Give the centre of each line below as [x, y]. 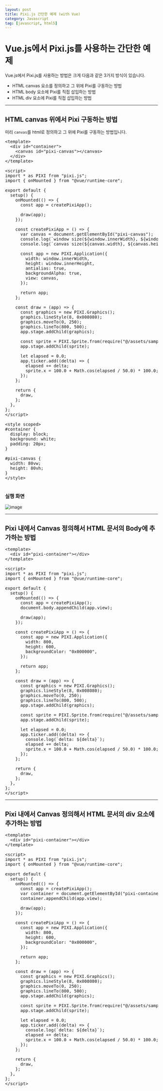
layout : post [18, 10]
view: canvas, [42, 278]
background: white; [33, 439]
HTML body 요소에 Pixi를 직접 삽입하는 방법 [54, 92]
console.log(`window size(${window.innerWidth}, [79, 239]
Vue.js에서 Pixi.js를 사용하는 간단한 [73, 49]
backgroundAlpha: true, [54, 273]
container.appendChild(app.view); [61, 898]
